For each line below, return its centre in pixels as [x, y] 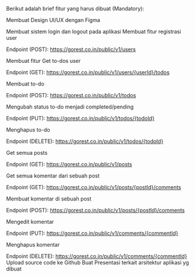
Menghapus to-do [28, 130]
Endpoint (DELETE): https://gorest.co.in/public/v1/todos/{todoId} [85, 141]
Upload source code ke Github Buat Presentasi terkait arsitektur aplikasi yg [97, 262]
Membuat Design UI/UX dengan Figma [53, 20]
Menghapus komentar [33, 245]
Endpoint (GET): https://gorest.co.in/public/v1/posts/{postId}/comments [94, 187]
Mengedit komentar [30, 222]
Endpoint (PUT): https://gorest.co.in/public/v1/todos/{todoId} [81, 118]
